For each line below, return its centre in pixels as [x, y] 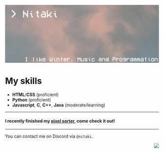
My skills [24, 81]
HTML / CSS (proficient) [35, 95]
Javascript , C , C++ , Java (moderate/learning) [59, 105]
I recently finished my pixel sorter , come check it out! [60, 121]
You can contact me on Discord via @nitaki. [50, 136]
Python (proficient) [31, 100]
